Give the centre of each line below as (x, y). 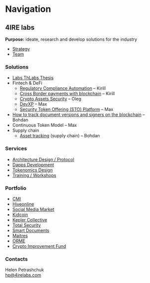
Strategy (21, 49)
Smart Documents (31, 230)
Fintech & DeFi (27, 83)
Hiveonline (23, 204)
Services (16, 149)
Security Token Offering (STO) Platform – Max (67, 110)
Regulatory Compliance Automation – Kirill (63, 88)
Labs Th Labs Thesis (33, 78)
